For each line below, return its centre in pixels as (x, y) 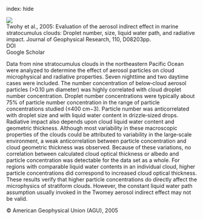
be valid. (17, 199)
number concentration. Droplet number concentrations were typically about (101, 96)
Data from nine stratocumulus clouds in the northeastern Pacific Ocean (95, 64)
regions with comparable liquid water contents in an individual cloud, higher (101, 167)
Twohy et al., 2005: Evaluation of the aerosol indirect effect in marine (92, 26)
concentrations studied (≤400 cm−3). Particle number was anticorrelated (98, 109)
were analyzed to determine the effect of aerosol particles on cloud (90, 70)
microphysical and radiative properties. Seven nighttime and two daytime (98, 77)
